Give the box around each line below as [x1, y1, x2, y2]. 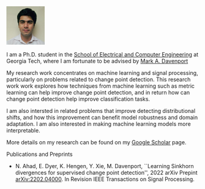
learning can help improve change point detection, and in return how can [6, 89, 190, 96]
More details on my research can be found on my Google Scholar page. [6, 139, 187, 146]
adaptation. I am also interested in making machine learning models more [6, 120, 191, 128]
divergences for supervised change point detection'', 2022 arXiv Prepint [15, 169, 198, 176]
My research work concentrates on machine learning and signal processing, [6, 69, 198, 76]
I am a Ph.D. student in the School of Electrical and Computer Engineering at [6, 51, 199, 58]
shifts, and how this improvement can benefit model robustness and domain [6, 114, 198, 121]
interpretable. [6, 127, 41, 134]
